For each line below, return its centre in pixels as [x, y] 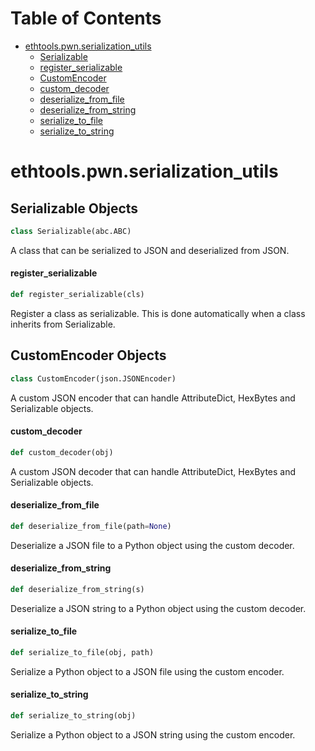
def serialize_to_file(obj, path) [82, 653]
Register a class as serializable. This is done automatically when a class [158, 313]
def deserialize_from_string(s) [77, 589]
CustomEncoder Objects [88, 355]
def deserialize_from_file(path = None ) [91, 526]
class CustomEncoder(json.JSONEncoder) [93, 378]
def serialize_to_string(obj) [73, 716]
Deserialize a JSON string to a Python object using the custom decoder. [158, 608]
